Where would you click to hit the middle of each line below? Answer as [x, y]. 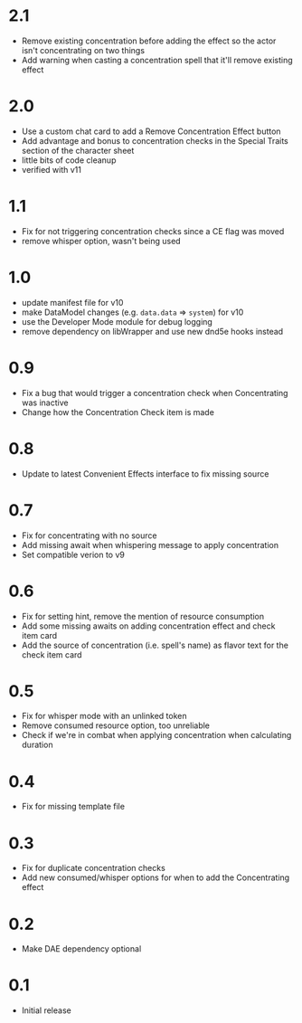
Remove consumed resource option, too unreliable [115, 725]
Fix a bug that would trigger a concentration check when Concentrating [155, 393]
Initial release [46, 1010]
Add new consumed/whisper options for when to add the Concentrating [156, 877]
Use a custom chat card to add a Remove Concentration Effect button [151, 131]
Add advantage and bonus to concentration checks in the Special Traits [155, 140]
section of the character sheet [78, 150]
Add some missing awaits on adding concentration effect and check [148, 626]
